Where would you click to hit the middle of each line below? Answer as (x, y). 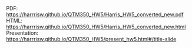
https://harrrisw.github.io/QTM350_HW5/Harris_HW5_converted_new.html (96, 27)
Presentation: (22, 33)
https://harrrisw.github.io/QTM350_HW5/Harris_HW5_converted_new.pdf (95, 14)
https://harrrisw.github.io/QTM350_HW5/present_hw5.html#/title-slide (91, 39)
